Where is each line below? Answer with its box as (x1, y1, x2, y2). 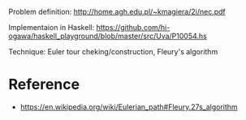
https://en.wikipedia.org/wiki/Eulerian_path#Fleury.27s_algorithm (19, 101, 238, 112)
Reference (8, 75, 80, 94)
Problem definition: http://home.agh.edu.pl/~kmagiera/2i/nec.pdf (8, 7, 226, 16)
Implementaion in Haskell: (8, 23, 95, 32)
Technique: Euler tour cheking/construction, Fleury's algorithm (8, 47, 218, 56)
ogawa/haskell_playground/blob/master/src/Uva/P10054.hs (8, 32, 207, 41)
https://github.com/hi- (96, 23, 170, 32)
